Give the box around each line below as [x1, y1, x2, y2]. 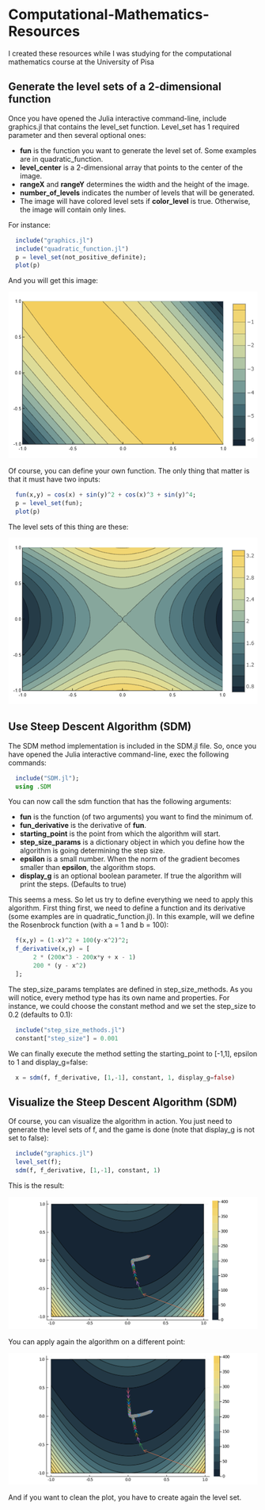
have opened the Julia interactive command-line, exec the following [8, 749, 229, 759]
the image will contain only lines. [19, 205, 127, 214]
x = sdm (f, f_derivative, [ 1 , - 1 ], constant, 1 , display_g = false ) [15, 1073, 236, 1082]
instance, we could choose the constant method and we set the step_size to [8, 1001, 256, 1010]
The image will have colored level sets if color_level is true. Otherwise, [19, 196, 251, 205]
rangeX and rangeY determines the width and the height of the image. [19, 179, 250, 189]
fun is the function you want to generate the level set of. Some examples [19, 145, 257, 155]
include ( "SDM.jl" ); [15, 774, 80, 782]
